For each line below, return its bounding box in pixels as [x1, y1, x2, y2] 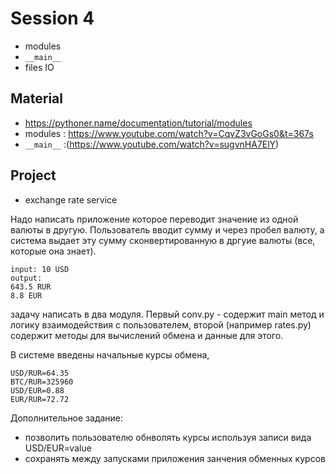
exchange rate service [24, 193, 118, 206]
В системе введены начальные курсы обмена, [10, 348, 210, 361]
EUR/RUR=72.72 [10, 394, 70, 404]
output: [10, 273, 43, 283]
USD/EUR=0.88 [10, 385, 65, 396]
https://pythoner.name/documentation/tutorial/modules [24, 117, 253, 129]
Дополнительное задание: [10, 412, 124, 424]
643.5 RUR [10, 282, 52, 292]
